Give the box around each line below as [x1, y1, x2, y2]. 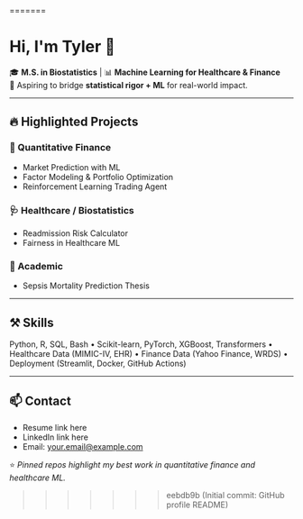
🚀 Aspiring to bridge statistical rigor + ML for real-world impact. [9, 79, 248, 90]
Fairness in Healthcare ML [22, 237, 120, 248]
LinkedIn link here [22, 432, 88, 442]
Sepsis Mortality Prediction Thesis [22, 280, 151, 291]
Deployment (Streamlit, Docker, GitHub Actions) [9, 358, 187, 369]
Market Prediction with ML [22, 161, 121, 172]
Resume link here [22, 422, 87, 432]
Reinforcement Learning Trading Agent [22, 181, 168, 192]
